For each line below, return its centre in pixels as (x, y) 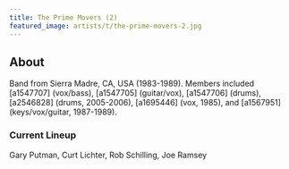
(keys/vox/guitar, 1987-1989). (64, 112)
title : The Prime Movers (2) (64, 17)
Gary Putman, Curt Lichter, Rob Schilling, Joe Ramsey (108, 155)
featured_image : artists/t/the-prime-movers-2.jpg (106, 26)
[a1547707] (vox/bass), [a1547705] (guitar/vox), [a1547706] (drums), (136, 93)
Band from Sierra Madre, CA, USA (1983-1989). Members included (132, 84)
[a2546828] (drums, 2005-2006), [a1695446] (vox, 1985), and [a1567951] (145, 103)
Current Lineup (43, 135)
